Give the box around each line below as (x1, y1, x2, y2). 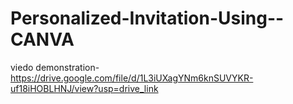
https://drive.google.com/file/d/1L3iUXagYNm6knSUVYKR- (10, 72, 254, 84)
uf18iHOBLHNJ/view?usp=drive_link (10, 82, 159, 94)
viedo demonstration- (10, 61, 100, 73)
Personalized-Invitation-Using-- (10, 7, 285, 30)
